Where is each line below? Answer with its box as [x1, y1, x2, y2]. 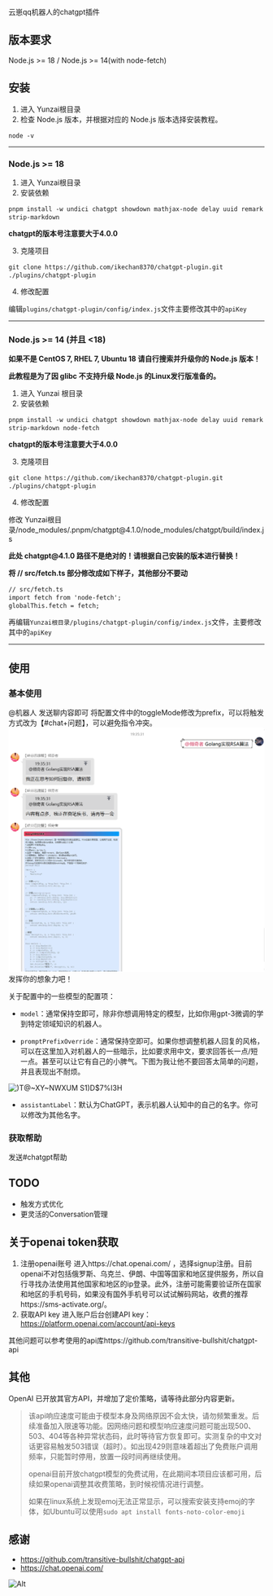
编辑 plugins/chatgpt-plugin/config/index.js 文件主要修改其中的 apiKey [8, 304, 247, 314]
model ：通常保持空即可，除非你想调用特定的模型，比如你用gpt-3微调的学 [19, 1009, 264, 1018]
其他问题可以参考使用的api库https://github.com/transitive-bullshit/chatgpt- [8, 1335, 258, 1345]
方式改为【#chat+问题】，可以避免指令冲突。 [8, 718, 157, 728]
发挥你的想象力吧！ [8, 974, 73, 983]
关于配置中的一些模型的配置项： [8, 991, 115, 1000]
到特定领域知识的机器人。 [19, 1018, 106, 1028]
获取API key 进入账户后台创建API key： [19, 1309, 152, 1319]
